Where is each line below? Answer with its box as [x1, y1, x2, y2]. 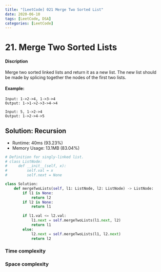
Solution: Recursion [5, 127, 67, 135]
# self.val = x [5, 168, 54, 173]
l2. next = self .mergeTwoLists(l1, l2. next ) [31, 231, 121, 236]
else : [22, 227, 34, 232]
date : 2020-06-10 [5, 12, 40, 17]
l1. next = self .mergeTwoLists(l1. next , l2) [31, 218, 121, 223]
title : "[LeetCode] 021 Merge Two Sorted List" [5, 7, 104, 12]
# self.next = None [5, 173, 62, 178]
